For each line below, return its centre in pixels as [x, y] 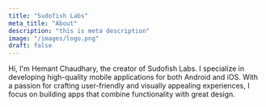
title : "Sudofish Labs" [49, 16]
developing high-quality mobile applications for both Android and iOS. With [133, 77]
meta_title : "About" [43, 23]
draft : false [30, 46]
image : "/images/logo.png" [54, 38]
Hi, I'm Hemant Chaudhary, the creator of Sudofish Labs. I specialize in [127, 68]
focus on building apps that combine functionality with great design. [122, 94]
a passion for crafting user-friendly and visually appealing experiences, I [129, 86]
